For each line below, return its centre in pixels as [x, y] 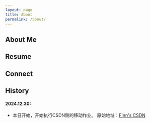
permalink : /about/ [26, 19]
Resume [18, 56]
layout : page [19, 10]
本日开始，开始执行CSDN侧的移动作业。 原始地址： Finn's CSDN [79, 115]
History [17, 91]
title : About [19, 15]
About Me [21, 39]
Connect [19, 74]
